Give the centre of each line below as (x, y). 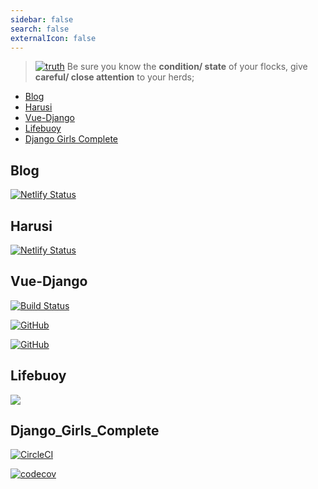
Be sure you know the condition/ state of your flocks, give (187, 67)
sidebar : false (42, 19)
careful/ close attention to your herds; (114, 77)
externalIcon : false (53, 38)
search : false (40, 29)
